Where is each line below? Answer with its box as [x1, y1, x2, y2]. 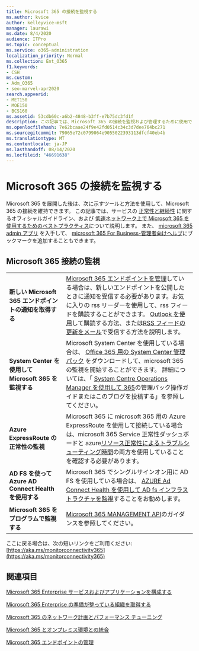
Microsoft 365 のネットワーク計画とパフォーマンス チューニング [6, 613, 163, 620]
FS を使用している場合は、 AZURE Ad [66, 477, 171, 485]
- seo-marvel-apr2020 [6, 86, 60, 92]
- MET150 [6, 97, 28, 103]
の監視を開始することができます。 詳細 [66, 366, 174, 374]
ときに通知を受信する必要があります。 [66, 292, 173, 301]
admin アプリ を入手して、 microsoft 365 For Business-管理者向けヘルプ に [6, 229, 188, 237]
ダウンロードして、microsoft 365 [91, 357, 184, 365]
